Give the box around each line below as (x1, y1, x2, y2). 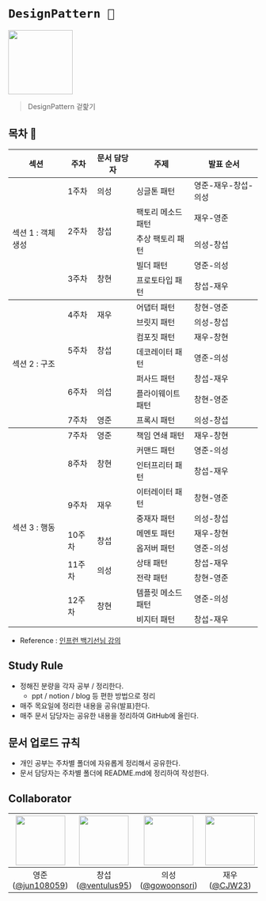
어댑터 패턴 (135, 301, 176, 312)
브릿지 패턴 (135, 316, 176, 327)
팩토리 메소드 (135, 206, 183, 218)
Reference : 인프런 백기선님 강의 (19, 635, 121, 645)
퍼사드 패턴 (135, 373, 176, 384)
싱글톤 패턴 (135, 185, 176, 196)
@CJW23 (211, 880, 249, 892)
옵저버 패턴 (135, 543, 176, 554)
